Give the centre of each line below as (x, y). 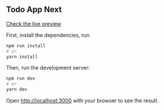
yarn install (22, 57)
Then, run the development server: (48, 68)
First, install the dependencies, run (48, 35)
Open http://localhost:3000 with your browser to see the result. (83, 101)
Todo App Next (34, 10)
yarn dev (17, 90)
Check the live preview (34, 23)
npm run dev (20, 78)
